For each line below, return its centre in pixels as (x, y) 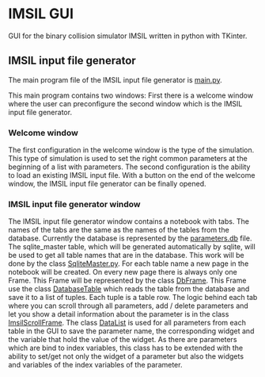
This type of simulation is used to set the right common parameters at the (128, 159)
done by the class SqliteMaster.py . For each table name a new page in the (129, 264)
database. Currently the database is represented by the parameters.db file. (130, 238)
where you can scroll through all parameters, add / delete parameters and (129, 306)
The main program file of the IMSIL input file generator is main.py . (115, 79)
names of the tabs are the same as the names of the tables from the (119, 230)
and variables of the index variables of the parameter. (95, 365)
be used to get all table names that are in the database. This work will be (126, 256)
